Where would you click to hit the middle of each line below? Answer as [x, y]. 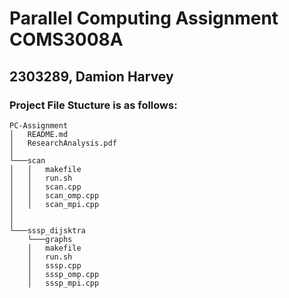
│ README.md [39, 134]
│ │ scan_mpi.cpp [54, 204]
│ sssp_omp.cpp [63, 274]
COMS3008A [66, 39]
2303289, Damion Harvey [91, 76]
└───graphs [50, 239]
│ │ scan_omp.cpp [54, 195]
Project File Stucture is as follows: [93, 105]
